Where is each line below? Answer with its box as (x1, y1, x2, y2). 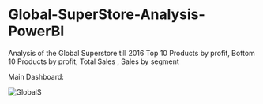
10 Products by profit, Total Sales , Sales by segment (8, 57, 179, 66)
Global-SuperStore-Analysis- (8, 6, 205, 24)
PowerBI (8, 22, 65, 40)
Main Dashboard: (8, 72, 65, 81)
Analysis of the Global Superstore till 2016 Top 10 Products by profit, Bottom (8, 48, 255, 58)
